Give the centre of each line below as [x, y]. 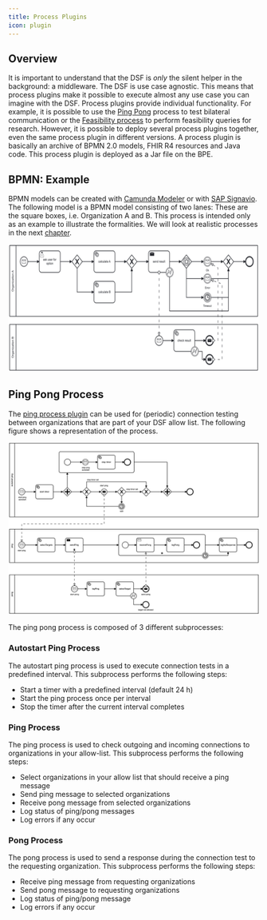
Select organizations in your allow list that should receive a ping [124, 777]
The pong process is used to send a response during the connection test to [132, 858]
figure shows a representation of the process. [83, 431]
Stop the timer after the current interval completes [102, 707]
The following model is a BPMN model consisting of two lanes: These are [128, 207]
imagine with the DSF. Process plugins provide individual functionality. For [130, 103]
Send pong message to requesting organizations [100, 890]
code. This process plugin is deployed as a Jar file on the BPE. [111, 154]
